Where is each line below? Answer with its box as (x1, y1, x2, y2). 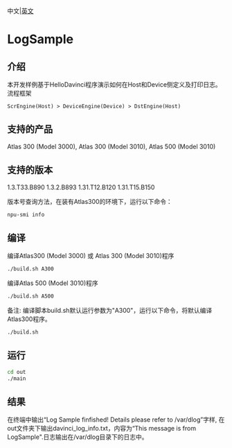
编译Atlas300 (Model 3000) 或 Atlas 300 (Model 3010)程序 (7, 252, 175, 260)
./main (7, 374, 26, 382)
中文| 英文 (7, 7, 34, 15)
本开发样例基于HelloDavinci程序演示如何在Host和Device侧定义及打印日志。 (7, 80, 222, 89)
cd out (7, 368, 26, 375)
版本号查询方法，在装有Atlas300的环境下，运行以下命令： (7, 197, 172, 205)
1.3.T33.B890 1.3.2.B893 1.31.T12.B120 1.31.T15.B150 (7, 183, 155, 191)
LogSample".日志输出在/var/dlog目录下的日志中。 (7, 433, 148, 441)
